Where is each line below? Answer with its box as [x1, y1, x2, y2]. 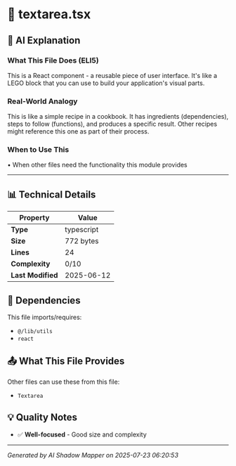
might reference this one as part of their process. [7, 127, 150, 136]
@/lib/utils [17, 328, 53, 335]
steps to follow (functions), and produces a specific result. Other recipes [7, 119, 218, 129]
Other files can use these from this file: [7, 377, 120, 386]
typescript [65, 225, 99, 235]
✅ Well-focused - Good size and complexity [17, 430, 147, 439]
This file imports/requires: [7, 313, 82, 322]
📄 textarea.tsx [7, 6, 91, 22]
